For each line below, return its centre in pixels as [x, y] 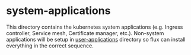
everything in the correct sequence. [50, 46]
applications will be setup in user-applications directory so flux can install [96, 39]
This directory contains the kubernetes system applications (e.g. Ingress [95, 27]
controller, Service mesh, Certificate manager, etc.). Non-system [85, 33]
